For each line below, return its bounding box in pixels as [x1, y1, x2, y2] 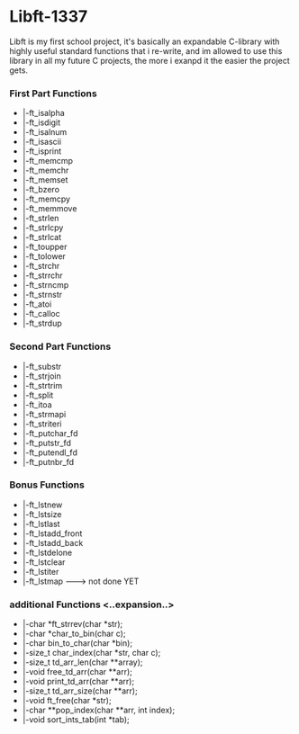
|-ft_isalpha [22, 108, 65, 119]
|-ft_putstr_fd [22, 437, 72, 448]
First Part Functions [9, 87, 97, 100]
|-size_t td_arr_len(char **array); [22, 657, 143, 667]
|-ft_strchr [22, 261, 60, 272]
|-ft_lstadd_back [22, 537, 84, 548]
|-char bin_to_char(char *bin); [22, 638, 133, 649]
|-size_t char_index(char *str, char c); [22, 648, 161, 658]
